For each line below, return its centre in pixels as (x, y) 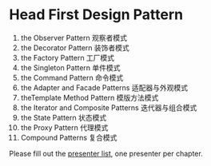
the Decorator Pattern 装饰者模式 (75, 47)
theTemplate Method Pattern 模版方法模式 (90, 97)
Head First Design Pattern (96, 15)
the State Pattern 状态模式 (64, 117)
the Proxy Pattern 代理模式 (64, 127)
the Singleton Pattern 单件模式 (70, 67)
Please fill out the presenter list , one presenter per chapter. (106, 153)
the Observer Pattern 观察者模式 (74, 38)
